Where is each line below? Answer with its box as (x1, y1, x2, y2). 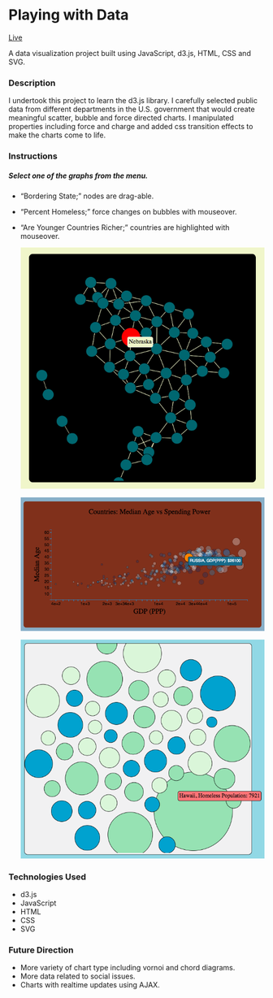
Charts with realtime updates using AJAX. (19, 980, 160, 990)
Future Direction (8, 944, 74, 956)
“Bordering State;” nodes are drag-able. (19, 191, 154, 201)
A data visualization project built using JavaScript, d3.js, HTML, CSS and (8, 48, 252, 58)
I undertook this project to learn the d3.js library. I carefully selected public (8, 96, 258, 106)
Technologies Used (8, 871, 87, 883)
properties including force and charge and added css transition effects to (8, 122, 253, 132)
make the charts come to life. (8, 130, 106, 140)
